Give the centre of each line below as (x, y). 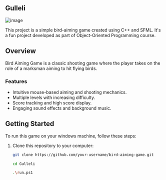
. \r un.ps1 (23, 173)
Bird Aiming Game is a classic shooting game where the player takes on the (83, 63)
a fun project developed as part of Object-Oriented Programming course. (80, 35)
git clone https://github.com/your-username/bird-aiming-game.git (83, 154)
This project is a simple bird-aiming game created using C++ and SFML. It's (83, 30)
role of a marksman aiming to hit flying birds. (51, 68)
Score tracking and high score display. (52, 102)
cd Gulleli (24, 164)
